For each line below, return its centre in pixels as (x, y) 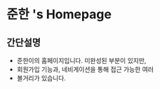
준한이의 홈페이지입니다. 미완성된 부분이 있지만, (81, 61)
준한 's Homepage (59, 14)
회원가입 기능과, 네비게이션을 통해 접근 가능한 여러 (85, 69)
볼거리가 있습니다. (41, 78)
